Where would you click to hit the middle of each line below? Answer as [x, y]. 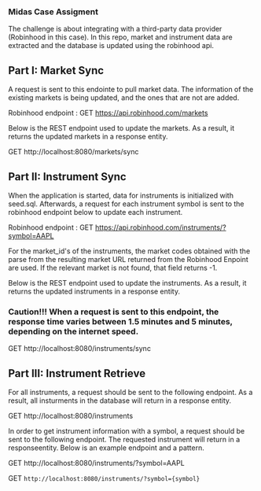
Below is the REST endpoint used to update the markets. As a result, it [121, 128]
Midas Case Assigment [53, 12]
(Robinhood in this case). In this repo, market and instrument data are [121, 37]
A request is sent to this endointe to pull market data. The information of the [131, 90]
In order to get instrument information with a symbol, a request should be [127, 431]
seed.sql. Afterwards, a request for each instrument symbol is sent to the [127, 204]
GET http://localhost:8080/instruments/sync [80, 349]
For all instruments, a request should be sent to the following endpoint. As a [130, 393]
